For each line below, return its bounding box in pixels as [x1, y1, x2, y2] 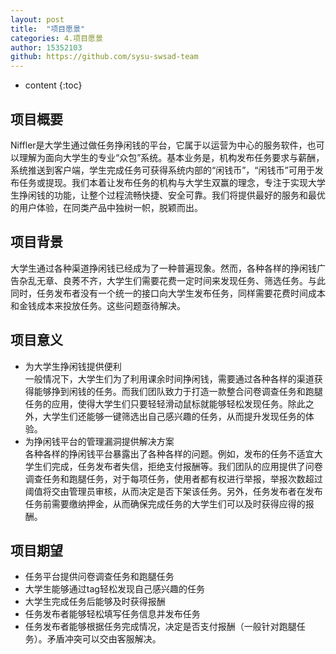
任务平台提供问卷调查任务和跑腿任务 [24, 571, 175, 583]
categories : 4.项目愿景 [10, 33, 103, 43]
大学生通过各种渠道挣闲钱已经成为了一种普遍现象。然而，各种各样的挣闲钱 [10, 262, 317, 274]
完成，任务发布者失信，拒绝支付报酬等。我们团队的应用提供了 [51, 460, 306, 472]
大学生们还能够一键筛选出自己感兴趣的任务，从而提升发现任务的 [42, 410, 306, 422]
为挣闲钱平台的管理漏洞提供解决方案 [24, 435, 175, 447]
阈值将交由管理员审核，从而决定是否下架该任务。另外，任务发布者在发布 [24, 485, 323, 497]
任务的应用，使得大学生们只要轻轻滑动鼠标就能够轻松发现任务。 [24, 397, 288, 410]
